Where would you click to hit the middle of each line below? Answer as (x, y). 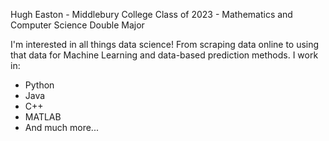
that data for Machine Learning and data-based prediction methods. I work (164, 55)
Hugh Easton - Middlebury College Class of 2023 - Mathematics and (151, 14)
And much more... (61, 127)
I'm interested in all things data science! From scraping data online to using (165, 44)
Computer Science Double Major (77, 25)
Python (39, 85)
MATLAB (43, 117)
